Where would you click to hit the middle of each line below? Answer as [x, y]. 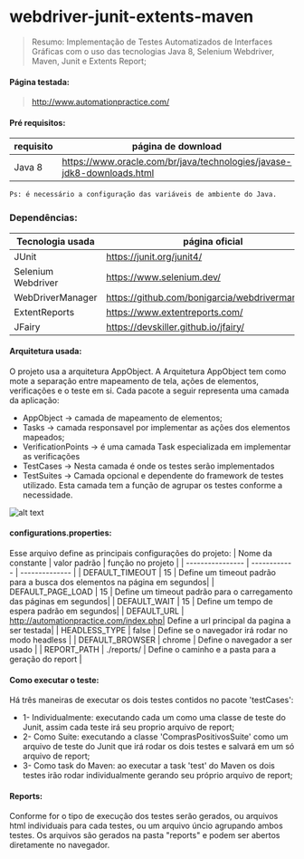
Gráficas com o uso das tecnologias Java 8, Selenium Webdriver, [152, 51]
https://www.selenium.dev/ [164, 276]
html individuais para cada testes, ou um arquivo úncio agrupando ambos [146, 825]
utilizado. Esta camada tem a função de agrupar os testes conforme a [152, 485]
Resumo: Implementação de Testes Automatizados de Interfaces [152, 42]
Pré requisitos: [38, 122]
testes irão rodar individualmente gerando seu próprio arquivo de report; [157, 776]
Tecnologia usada [56, 241]
